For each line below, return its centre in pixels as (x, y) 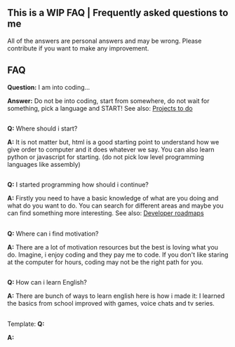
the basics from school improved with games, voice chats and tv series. (111, 304)
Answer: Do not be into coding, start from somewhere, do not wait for (108, 101)
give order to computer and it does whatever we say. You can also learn (111, 150)
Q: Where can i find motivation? (53, 233)
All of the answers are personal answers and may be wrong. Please (105, 41)
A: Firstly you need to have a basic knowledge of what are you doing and (113, 198)
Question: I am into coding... (49, 87)
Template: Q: (26, 324)
